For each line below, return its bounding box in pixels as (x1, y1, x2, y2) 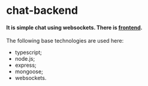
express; (14, 61, 37, 69)
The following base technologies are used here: (6, 37, 124, 45)
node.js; (14, 55, 35, 63)
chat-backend (6, 4, 78, 17)
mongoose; (14, 68, 43, 75)
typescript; (14, 49, 42, 56)
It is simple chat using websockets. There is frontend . (6, 23, 143, 31)
